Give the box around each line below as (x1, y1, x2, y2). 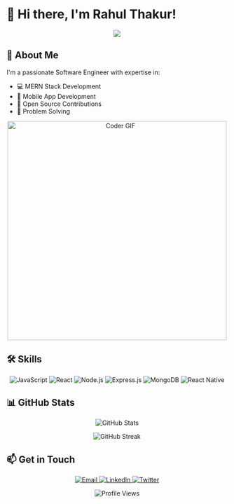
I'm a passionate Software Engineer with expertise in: (6, 68, 160, 76)
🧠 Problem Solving (16, 107, 71, 115)
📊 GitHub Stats (6, 396, 75, 409)
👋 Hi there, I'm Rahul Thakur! (6, 6, 177, 22)
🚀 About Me (6, 49, 59, 62)
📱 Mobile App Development (16, 92, 96, 100)
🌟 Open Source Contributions (16, 100, 102, 108)
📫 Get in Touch (6, 454, 76, 465)
